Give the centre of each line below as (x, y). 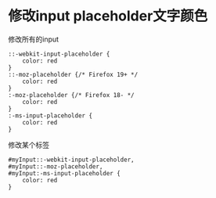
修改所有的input (34, 39)
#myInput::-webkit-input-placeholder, (71, 160)
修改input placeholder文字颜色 (108, 16)
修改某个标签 (29, 145)
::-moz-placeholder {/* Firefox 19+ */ (73, 74)
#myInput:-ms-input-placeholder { (65, 173)
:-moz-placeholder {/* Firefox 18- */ (71, 95)
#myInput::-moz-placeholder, (56, 166)
